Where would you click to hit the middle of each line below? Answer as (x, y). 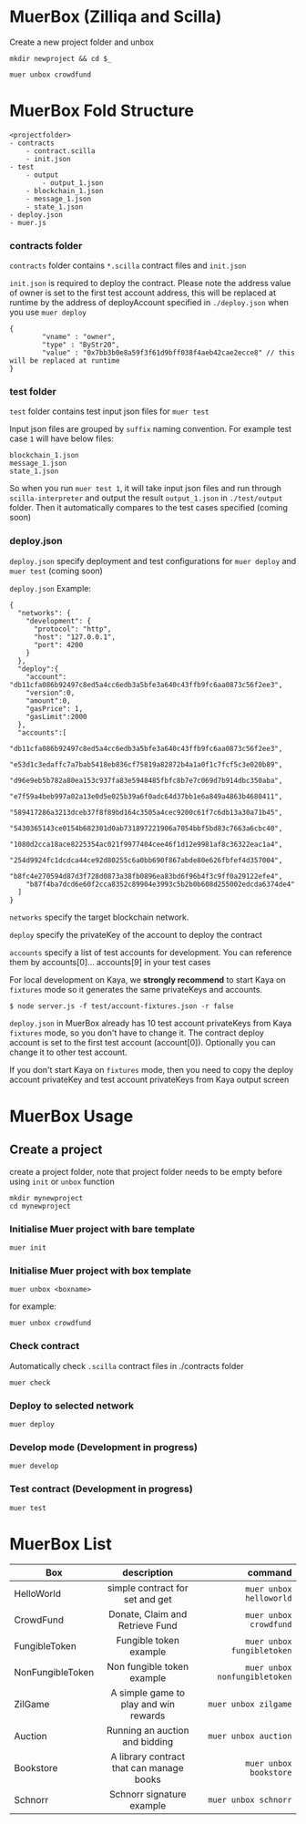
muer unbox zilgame (250, 1705)
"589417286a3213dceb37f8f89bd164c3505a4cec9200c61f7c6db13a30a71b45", (146, 812)
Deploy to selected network (72, 1406)
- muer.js (28, 222)
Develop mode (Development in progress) (104, 1447)
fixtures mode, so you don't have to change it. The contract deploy (137, 1033)
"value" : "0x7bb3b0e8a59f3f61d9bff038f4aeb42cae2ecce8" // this (169, 353)
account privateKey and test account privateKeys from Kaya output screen (149, 1079)
